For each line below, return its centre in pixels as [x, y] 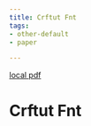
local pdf [25, 75]
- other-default [39, 34]
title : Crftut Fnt [43, 17]
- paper [23, 42]
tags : [19, 26]
